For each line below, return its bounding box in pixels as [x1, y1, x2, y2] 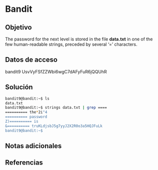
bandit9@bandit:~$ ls [5, 96, 50, 101]
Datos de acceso [5, 56, 58, 64]
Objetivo [5, 23, 32, 32]
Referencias [5, 159, 43, 167]
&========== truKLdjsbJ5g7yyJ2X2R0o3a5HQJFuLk [5, 123, 103, 129]
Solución [5, 83, 33, 92]
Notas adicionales [5, 142, 62, 150]
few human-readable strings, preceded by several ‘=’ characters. [5, 41, 137, 47]
